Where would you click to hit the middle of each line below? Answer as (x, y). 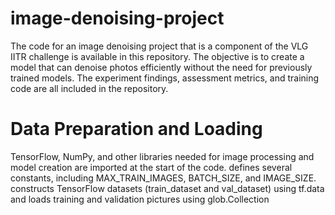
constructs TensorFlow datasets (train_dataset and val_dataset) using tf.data (167, 188)
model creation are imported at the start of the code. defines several (151, 167)
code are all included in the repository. (89, 88)
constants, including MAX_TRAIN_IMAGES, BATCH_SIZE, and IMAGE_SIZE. (163, 178)
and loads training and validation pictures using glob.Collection (140, 199)
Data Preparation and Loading (136, 129)
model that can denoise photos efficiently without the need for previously (161, 67)
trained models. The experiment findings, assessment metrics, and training (165, 78)
